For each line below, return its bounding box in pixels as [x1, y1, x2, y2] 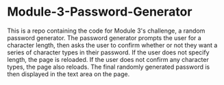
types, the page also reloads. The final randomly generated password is [7, 63, 210, 71]
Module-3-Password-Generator [7, 4, 192, 20]
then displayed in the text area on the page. [7, 69, 130, 78]
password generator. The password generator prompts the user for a [7, 33, 202, 41]
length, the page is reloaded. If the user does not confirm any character [7, 55, 209, 63]
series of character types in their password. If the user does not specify [7, 48, 210, 56]
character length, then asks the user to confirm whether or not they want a [7, 41, 218, 49]
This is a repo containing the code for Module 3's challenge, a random [7, 27, 206, 35]
